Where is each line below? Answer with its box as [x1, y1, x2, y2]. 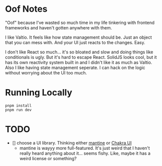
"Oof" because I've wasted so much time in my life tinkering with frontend [5, 20, 155, 25]
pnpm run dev [5, 107, 32, 112]
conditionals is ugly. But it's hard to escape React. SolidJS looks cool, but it [5, 54, 157, 60]
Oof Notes [5, 3, 48, 15]
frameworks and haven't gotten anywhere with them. [5, 24, 112, 30]
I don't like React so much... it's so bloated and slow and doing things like [5, 49, 154, 55]
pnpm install [5, 103, 32, 108]
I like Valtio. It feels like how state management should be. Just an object [5, 34, 152, 40]
